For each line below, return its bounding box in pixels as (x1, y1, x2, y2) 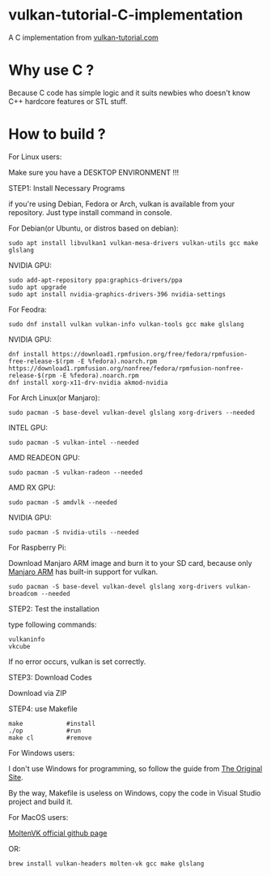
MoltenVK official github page (8, 828, 108, 838)
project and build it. (8, 796, 73, 806)
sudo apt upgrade (8, 283, 67, 291)
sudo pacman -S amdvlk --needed (8, 498, 117, 507)
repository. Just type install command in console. (8, 207, 172, 217)
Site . (8, 772, 24, 782)
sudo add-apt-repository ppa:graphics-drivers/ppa (8, 276, 183, 284)
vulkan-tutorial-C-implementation (8, 6, 243, 24)
